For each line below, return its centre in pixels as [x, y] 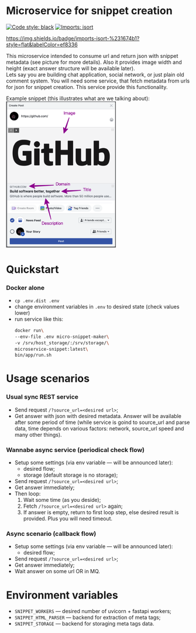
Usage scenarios [48, 379]
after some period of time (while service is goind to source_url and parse [102, 422]
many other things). [38, 434]
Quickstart [33, 269]
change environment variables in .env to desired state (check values [97, 306]
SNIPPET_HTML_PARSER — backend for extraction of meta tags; [87, 617]
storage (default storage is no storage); [71, 475]
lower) [22, 313]
